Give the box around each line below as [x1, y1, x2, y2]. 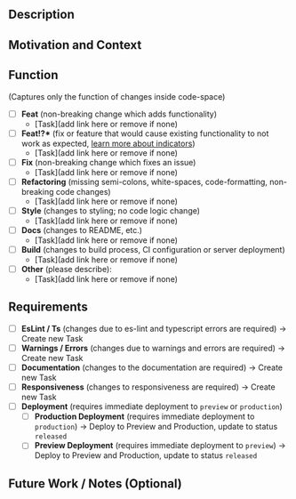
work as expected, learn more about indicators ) [20, 138, 196, 149]
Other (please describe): [20, 264, 112, 275]
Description [8, 7, 75, 22]
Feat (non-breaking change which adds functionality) [20, 109, 217, 119]
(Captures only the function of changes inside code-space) [8, 91, 226, 101]
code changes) [55, 186, 112, 197]
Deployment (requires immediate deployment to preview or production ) [20, 401, 284, 412]
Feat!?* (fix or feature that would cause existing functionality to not [20, 128, 269, 139]
